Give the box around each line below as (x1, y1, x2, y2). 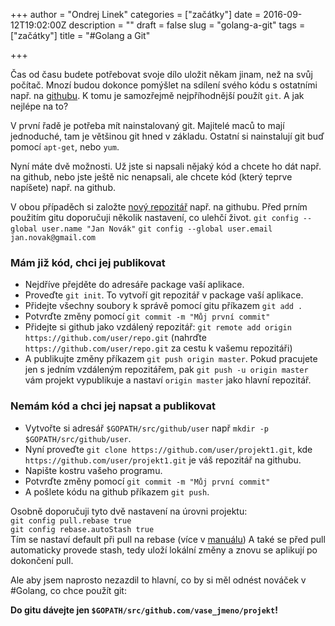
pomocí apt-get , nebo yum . (10, 141, 120, 153)
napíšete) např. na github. (10, 182, 116, 193)
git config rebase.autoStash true (10, 524, 155, 534)
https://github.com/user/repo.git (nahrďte (24, 332, 207, 344)
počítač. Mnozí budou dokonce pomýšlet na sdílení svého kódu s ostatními (10, 79, 318, 91)
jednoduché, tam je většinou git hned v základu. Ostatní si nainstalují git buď (10, 130, 325, 142)
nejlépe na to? (10, 100, 69, 112)
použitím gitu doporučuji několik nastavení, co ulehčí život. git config (10, 212, 299, 223)
